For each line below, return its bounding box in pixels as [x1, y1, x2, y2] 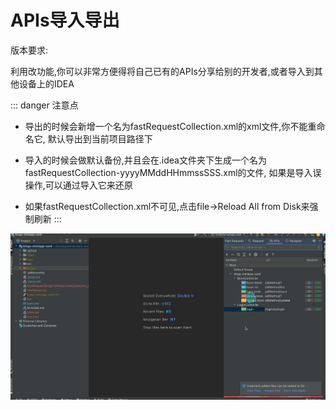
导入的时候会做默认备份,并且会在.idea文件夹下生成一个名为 [24, 154, 267, 166]
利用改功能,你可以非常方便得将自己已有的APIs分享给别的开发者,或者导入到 [10, 65, 315, 77]
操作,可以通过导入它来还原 [24, 179, 133, 191]
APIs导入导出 [10, 9, 120, 32]
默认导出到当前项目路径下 [47, 132, 153, 145]
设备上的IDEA [18, 77, 75, 90]
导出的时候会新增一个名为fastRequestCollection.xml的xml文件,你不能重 [24, 120, 317, 132]
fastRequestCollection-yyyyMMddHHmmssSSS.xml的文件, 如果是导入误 [24, 166, 322, 178]
